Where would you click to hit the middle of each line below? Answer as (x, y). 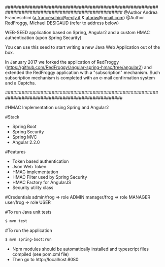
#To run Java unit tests (28, 212)
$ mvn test (16, 221)
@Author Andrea (141, 12)
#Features (16, 152)
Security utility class (33, 188)
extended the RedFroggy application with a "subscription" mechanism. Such (82, 73)
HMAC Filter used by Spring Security (49, 177)
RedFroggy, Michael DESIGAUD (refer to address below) (62, 23)
